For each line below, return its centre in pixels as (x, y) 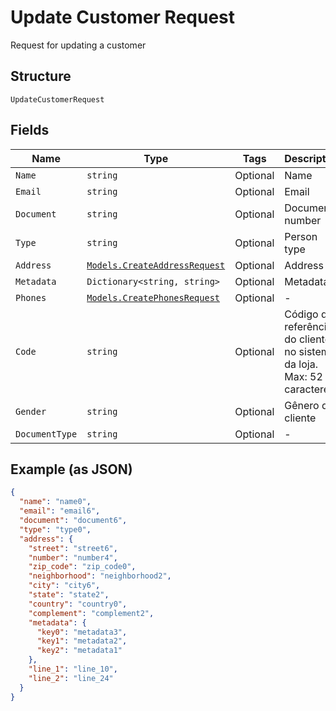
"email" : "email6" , (60, 511)
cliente (300, 418)
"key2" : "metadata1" (79, 651)
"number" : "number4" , (73, 557)
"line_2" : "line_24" (71, 678)
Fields (30, 130)
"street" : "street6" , (73, 548)
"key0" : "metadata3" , (82, 632)
